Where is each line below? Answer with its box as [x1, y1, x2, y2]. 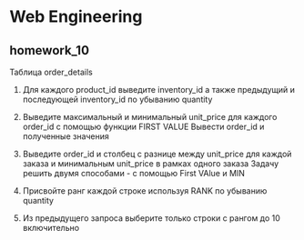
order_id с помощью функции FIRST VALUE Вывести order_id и [22, 121, 265, 132]
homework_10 [9, 43, 89, 58]
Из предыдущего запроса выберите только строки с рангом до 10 [22, 213, 280, 224]
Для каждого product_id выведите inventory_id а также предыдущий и [22, 85, 296, 95]
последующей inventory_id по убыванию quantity [22, 94, 213, 105]
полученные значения [22, 131, 109, 142]
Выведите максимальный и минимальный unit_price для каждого [22, 112, 278, 122]
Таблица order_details [9, 66, 93, 77]
